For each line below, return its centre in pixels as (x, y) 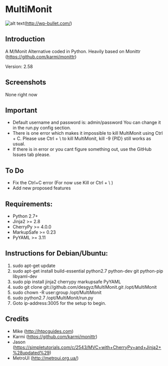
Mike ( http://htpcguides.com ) (43, 331)
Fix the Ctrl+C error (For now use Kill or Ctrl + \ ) (63, 183)
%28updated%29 (31, 352)
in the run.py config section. (42, 128)
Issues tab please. (31, 154)
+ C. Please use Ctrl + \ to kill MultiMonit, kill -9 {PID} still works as (82, 139)
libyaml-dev (25, 276)
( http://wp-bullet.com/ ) (48, 23)
